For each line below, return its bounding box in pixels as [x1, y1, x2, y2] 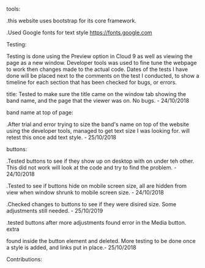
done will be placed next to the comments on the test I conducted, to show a [6, 72, 199, 79]
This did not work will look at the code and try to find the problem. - [6, 164, 177, 171]
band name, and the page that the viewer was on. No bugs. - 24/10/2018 [6, 97, 190, 104]
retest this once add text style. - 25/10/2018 [6, 134, 116, 141]
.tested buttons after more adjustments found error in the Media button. [6, 219, 187, 226]
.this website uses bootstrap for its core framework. [6, 17, 136, 24]
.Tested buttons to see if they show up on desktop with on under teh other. [6, 157, 195, 165]
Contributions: [6, 256, 43, 262]
